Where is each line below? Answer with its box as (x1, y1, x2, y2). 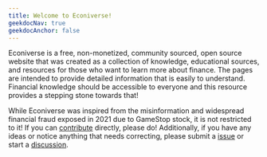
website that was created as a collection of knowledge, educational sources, (8, 57, 260, 66)
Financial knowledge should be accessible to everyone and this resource (8, 82, 248, 92)
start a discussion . (8, 140, 69, 150)
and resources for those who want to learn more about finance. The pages (8, 65, 253, 75)
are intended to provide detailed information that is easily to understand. (8, 73, 245, 84)
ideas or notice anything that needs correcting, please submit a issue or (8, 131, 245, 141)
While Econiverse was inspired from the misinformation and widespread (8, 106, 245, 116)
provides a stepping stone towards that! (8, 91, 139, 100)
